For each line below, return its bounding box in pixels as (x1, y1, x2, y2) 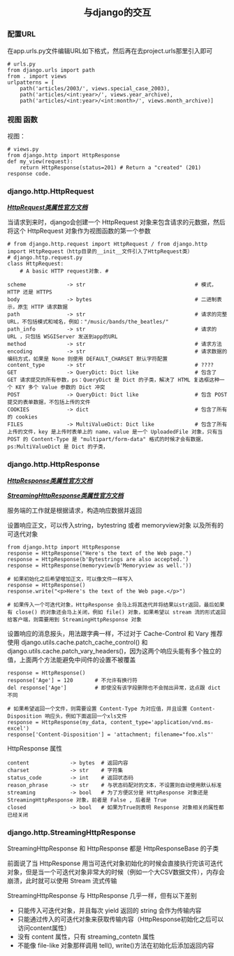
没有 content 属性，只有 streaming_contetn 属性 (17, 932, 155, 941)
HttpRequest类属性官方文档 (7, 203, 88, 212)
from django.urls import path (7, 66, 96, 73)
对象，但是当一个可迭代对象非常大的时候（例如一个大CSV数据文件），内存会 (7, 867, 225, 876)
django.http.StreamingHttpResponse (7, 827, 136, 837)
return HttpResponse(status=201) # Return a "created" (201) (20, 164, 201, 171)
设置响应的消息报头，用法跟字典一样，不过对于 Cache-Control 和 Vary (7, 629, 210, 637)
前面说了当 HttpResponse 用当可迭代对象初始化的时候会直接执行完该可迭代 (7, 859, 224, 867)
